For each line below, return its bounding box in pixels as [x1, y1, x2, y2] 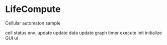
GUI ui [5, 35, 19, 41]
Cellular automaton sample [5, 20, 61, 26]
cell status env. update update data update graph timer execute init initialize [5, 29, 162, 35]
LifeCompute [5, 3, 61, 15]
